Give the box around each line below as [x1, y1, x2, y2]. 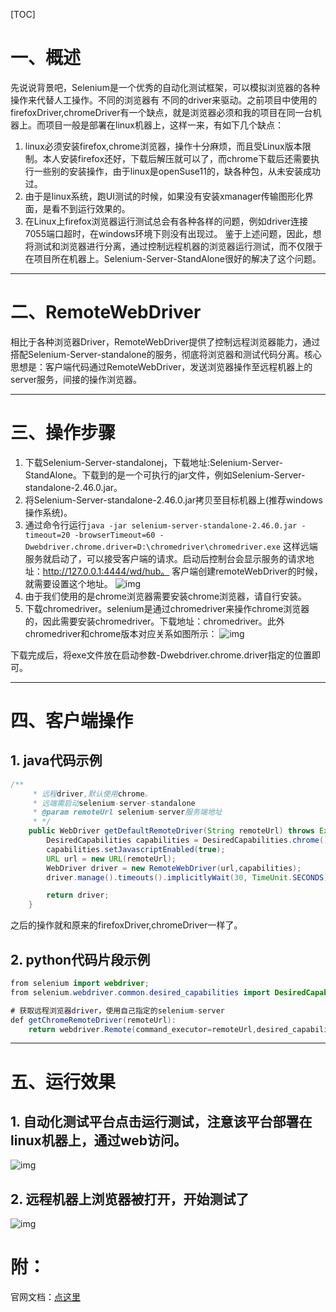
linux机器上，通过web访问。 [10, 1132, 188, 1149]
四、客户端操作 [10, 710, 134, 732]
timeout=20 [24, 530, 71, 540]
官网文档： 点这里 [10, 1291, 81, 1303]
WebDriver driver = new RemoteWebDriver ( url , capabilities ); [46, 863, 302, 873]
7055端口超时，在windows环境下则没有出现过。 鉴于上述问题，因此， [24, 227, 313, 239]
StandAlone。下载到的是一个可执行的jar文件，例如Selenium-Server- [24, 469, 306, 481]
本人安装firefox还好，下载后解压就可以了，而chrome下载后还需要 [42, 152, 312, 164]
